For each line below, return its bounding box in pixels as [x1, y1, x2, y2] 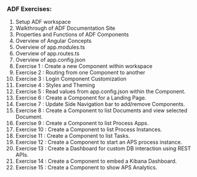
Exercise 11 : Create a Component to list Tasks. [15, 132, 130, 139]
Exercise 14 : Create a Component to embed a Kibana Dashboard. [15, 157, 177, 165]
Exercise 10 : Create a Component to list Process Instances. [15, 126, 162, 133]
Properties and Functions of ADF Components [15, 31, 129, 38]
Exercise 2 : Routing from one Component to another [15, 69, 146, 76]
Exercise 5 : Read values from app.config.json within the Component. [15, 88, 186, 95]
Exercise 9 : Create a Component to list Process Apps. [15, 120, 149, 127]
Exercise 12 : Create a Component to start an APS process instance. [15, 139, 183, 146]
